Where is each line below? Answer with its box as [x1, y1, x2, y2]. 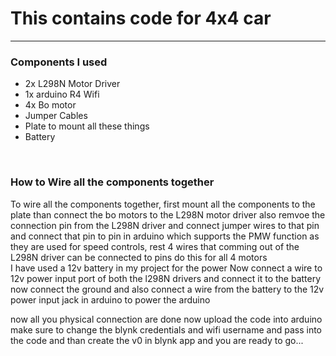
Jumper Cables [24, 110, 88, 122]
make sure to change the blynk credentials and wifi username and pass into [10, 323, 323, 336]
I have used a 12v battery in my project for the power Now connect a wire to [10, 262, 323, 274]
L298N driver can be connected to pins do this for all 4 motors [10, 251, 268, 263]
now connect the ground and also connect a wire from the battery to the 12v [10, 283, 325, 295]
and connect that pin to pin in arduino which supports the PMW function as [10, 230, 320, 242]
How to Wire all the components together [10, 175, 215, 189]
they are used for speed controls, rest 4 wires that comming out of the [10, 240, 300, 252]
